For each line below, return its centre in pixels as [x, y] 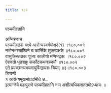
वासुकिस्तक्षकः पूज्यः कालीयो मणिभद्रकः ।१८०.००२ [46, 56]
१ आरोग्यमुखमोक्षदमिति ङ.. [27, 79]
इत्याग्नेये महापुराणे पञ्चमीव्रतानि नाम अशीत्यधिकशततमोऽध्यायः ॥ [55, 85]
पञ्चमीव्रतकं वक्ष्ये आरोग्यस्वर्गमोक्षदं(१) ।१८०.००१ [45, 45]
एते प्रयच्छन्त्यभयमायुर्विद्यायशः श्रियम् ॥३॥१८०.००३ [46, 68]
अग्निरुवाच [14, 39]
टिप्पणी [11, 73]
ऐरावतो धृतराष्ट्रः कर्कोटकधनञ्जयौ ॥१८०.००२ [41, 62]
